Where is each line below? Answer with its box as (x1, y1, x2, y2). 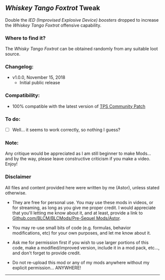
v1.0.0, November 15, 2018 (12, 74, 65, 80)
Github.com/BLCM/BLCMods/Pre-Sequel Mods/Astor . (12, 215, 121, 221)
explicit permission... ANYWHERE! (12, 265, 82, 271)
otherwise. (5, 190, 27, 196)
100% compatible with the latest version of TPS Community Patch (12, 103, 146, 109)
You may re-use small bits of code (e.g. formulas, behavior (12, 224, 131, 231)
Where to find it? (5, 35, 46, 41)
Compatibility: (5, 92, 40, 99)
